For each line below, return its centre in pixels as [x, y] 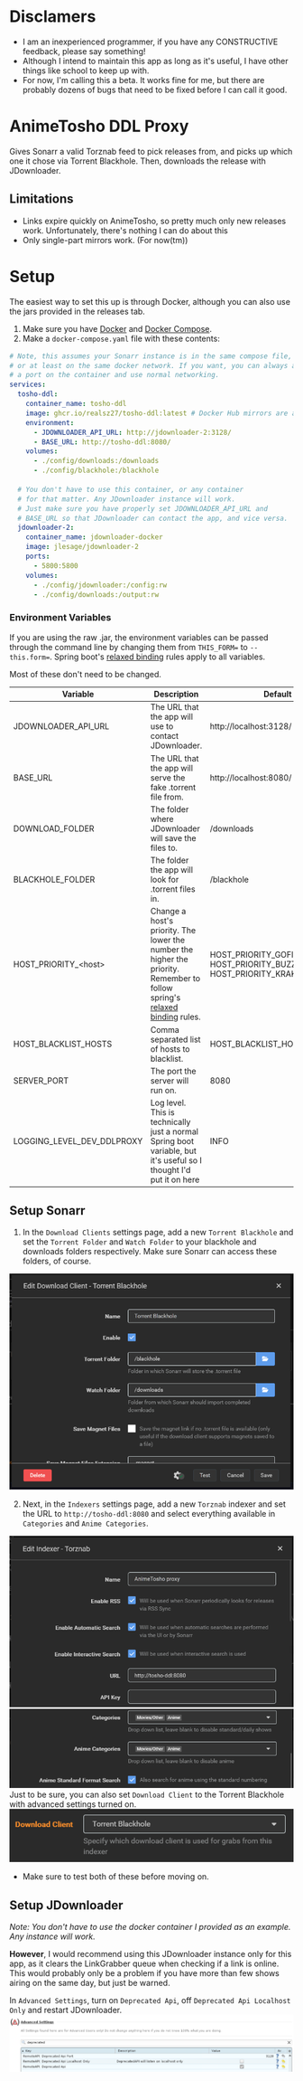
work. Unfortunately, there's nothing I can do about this [125, 230]
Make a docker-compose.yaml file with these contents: [121, 338]
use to [162, 726]
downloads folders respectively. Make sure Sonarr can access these [150, 1252]
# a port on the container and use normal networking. [115, 375]
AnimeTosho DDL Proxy [99, 126]
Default [277, 695]
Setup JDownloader [66, 1905]
